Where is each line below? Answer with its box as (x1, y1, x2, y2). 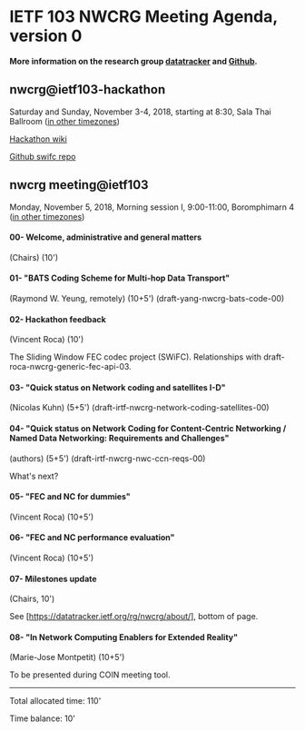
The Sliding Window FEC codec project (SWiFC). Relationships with (9, 351, 261, 362)
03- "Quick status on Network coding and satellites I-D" (9, 381, 226, 392)
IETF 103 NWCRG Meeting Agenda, (9, 6, 279, 27)
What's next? (9, 470, 59, 481)
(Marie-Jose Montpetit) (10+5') (9, 652, 125, 663)
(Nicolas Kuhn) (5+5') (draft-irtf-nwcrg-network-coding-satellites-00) (9, 402, 270, 413)
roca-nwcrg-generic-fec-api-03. (9, 361, 132, 372)
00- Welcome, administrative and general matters (9, 232, 202, 242)
